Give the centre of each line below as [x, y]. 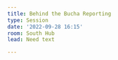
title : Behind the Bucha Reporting [59, 14]
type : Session [28, 20]
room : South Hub [31, 33]
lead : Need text [31, 40]
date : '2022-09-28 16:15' [45, 27]
